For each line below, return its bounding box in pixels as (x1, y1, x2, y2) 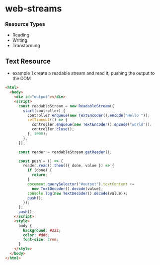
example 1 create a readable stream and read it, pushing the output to (12, 70, 155, 76)
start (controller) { (23, 108, 66, 113)
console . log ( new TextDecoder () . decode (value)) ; (27, 191, 128, 196)
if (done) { (27, 168, 52, 173)
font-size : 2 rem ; (23, 237, 59, 242)
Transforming (12, 43, 41, 49)
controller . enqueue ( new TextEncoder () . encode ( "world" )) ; (31, 122, 153, 127)
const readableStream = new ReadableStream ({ (18, 103, 114, 108)
